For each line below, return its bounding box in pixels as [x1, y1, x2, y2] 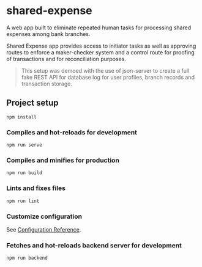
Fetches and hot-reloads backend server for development [6, 241, 182, 249]
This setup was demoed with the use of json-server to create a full [21, 67, 190, 74]
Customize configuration [6, 212, 83, 221]
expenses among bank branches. [6, 30, 91, 37]
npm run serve [6, 142, 43, 148]
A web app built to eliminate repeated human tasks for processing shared [6, 24, 192, 31]
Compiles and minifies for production [6, 156, 119, 164]
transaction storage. [21, 80, 72, 87]
